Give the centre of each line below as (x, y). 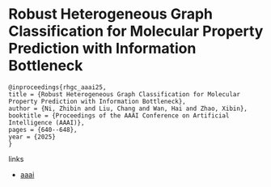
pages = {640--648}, (43, 130)
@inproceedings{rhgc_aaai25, (57, 87)
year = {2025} (32, 137)
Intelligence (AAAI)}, (47, 122)
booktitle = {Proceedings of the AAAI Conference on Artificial (119, 115)
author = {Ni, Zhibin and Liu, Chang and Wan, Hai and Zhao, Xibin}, (128, 108)
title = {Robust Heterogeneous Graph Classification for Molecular (125, 94)
